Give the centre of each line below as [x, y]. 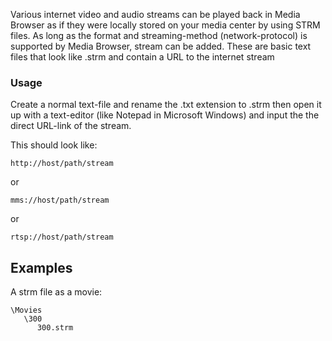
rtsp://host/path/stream [62, 237]
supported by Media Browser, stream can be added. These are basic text [161, 46]
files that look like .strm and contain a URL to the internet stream [142, 57]
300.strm [55, 328]
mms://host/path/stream [60, 200]
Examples [41, 267]
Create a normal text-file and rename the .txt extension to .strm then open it [166, 105]
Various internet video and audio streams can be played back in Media [155, 14]
